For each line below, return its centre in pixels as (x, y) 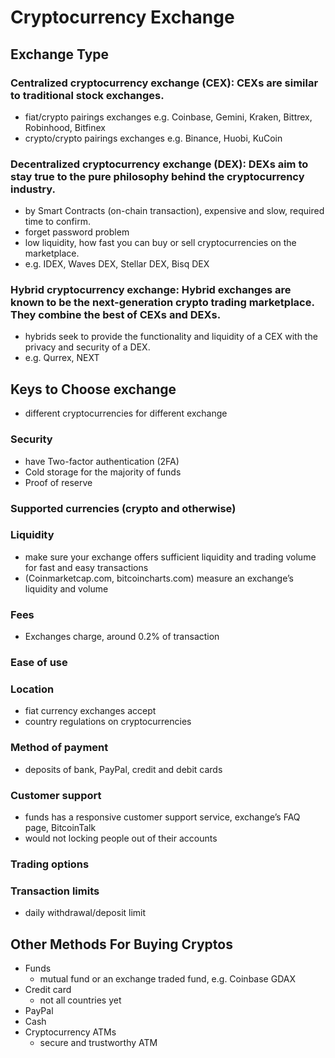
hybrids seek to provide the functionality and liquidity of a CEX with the (171, 337)
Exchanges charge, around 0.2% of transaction (122, 637)
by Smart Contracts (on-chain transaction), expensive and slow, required (174, 211)
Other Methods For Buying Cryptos (121, 944)
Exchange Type (60, 54)
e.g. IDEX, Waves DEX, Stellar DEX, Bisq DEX (117, 264)
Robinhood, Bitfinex (65, 127)
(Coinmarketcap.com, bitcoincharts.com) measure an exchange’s (159, 578)
